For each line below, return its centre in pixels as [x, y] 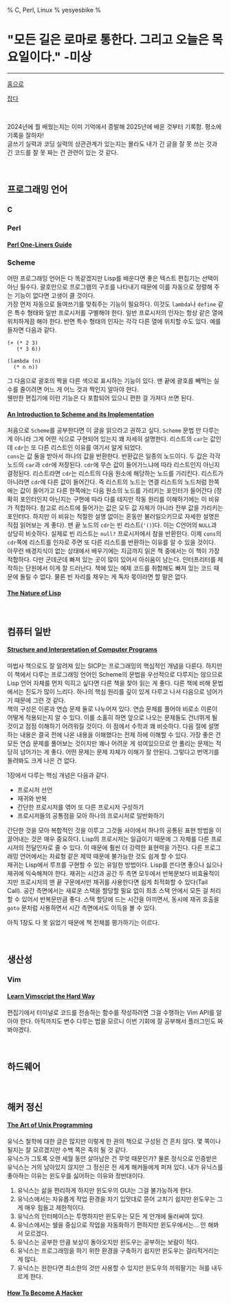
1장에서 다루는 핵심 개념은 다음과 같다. [58, 775]
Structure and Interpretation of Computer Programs [82, 650]
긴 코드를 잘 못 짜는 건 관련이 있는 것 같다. [63, 152]
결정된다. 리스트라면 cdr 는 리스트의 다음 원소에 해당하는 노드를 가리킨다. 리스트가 [115, 473]
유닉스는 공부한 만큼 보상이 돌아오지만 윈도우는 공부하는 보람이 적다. [108, 1242]
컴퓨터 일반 [29, 632]
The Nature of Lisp [34, 593]
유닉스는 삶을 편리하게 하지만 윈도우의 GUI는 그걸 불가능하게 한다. [105, 1190]
